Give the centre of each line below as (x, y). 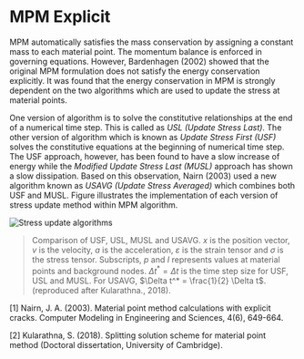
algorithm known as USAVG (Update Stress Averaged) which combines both (152, 185)
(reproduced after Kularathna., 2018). (101, 290)
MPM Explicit (60, 17)
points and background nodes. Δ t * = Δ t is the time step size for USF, (160, 270)
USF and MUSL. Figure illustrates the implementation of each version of (144, 195)
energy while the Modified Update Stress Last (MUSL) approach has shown (151, 166)
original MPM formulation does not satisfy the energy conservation (135, 71)
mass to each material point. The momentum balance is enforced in (136, 51)
